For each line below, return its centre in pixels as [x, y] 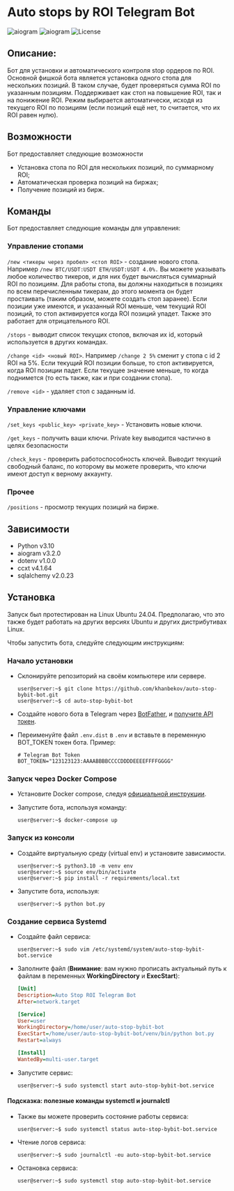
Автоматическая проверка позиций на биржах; [88, 182]
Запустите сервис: [45, 1072]
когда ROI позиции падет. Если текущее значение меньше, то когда [108, 370]
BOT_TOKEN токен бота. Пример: [67, 743]
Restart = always [39, 1040]
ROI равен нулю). [33, 115]
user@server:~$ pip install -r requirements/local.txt [99, 878]
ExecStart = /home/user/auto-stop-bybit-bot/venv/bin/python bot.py [116, 1034]
